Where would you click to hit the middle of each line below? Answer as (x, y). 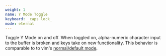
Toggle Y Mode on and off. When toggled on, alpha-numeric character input (83, 38)
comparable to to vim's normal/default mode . (51, 48)
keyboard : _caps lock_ (29, 19)
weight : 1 (15, 10)
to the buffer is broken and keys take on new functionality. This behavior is (82, 43)
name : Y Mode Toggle (27, 14)
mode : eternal (20, 24)
